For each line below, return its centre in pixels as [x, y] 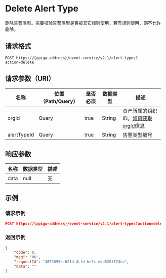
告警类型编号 [138, 135]
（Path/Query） [59, 101]
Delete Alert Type [42, 9]
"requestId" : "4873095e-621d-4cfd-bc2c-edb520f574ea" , [72, 262]
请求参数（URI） [30, 79]
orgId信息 [134, 126]
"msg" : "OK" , [27, 257]
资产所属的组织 [140, 111]
